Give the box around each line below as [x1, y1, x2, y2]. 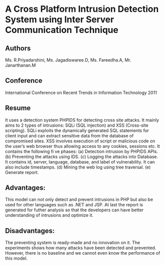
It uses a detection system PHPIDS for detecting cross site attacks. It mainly [5, 117, 159, 123]
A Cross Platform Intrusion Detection [5, 3, 159, 15]
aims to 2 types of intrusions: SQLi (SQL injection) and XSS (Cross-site [5, 122, 149, 128]
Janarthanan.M [5, 63, 36, 68]
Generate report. [5, 169, 39, 175]
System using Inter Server [5, 14, 114, 25]
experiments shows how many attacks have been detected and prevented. [5, 245, 157, 251]
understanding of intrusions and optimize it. [5, 212, 94, 218]
